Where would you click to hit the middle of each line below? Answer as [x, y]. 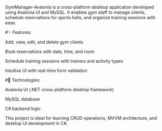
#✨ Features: [18, 32]
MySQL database [23, 99]
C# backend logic [23, 108]
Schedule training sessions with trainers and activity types [64, 61]
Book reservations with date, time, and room [50, 52]
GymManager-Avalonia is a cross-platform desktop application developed [80, 7]
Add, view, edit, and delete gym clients [44, 42]
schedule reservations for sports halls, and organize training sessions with [80, 17]
